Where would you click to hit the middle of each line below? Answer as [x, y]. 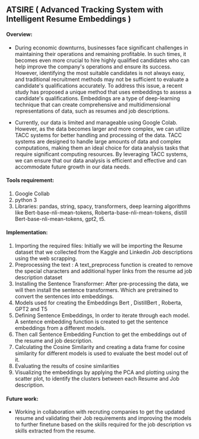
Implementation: [27, 232]
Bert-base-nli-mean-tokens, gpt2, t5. [60, 219]
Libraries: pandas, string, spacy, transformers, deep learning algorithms [102, 206]
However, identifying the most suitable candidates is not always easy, [100, 73]
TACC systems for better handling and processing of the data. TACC [98, 135]
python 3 [26, 200]
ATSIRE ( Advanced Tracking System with [85, 10]
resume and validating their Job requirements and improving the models [103, 418]
